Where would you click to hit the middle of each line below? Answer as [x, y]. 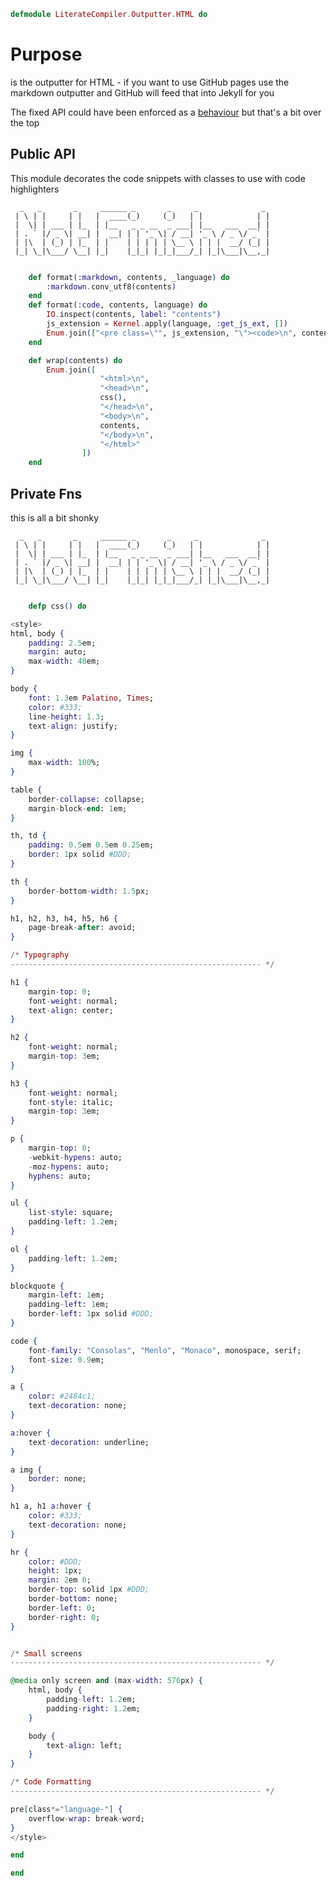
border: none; [57, 1479]
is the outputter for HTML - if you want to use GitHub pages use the [150, 82]
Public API [43, 154]
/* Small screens [46, 1653]
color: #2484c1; [62, 1396]
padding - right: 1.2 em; [93, 1708]
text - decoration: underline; [89, 1442]
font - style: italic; [71, 1102]
